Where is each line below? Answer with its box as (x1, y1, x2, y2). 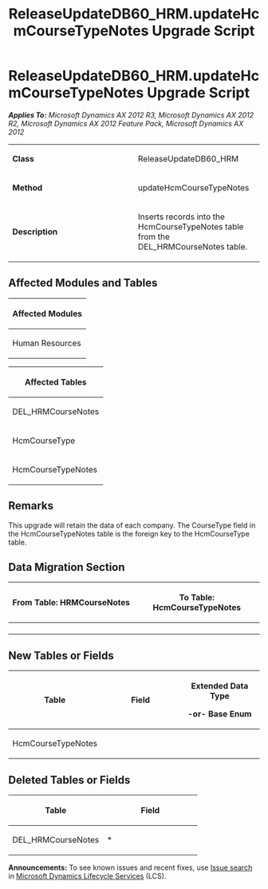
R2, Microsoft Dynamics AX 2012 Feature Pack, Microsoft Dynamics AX (8, 118, 244, 128)
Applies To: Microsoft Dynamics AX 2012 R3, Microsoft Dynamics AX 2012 (8, 110, 254, 120)
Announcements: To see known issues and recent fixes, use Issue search (8, 863, 253, 872)
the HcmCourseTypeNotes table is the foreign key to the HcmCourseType (8, 528, 250, 538)
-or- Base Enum (187, 708, 252, 720)
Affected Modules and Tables (8, 277, 158, 290)
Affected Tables (24, 377, 87, 388)
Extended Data (191, 680, 249, 692)
